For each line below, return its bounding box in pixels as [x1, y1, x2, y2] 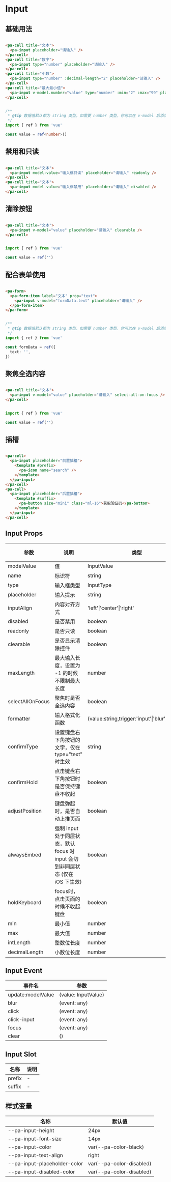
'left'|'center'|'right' [87, 604, 134, 611]
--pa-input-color [8, 1143, 52, 1150]
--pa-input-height [8, 1127, 54, 1134]
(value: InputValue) [59, 991, 104, 998]
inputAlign [8, 604, 32, 611]
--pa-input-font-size [8, 1135, 62, 1142]
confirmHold [8, 779, 38, 786]
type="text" [54, 751, 83, 758]
